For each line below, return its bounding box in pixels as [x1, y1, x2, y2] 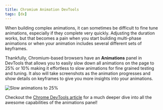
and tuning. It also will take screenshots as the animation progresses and [5, 70, 150, 76]
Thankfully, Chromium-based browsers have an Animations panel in [5, 55, 142, 61]
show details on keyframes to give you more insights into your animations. [5, 76, 153, 81]
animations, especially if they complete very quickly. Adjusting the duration [5, 30, 155, 36]
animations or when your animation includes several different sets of [5, 40, 142, 46]
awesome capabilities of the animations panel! [5, 99, 98, 105]
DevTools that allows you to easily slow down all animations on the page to [5, 60, 154, 66]
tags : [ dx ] [5, 12, 27, 16]
